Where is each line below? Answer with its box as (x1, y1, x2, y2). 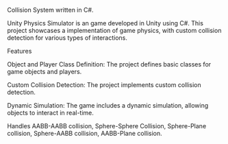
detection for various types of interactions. (7, 34, 128, 42)
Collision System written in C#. (7, 6, 94, 14)
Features (7, 47, 32, 55)
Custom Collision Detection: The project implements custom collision (7, 81, 202, 88)
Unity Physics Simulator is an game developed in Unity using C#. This (7, 19, 204, 27)
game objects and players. (7, 68, 82, 75)
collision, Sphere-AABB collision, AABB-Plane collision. (7, 130, 162, 137)
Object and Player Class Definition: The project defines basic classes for (7, 60, 212, 68)
